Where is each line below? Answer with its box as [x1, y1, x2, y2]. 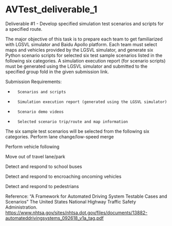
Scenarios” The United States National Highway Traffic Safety [5, 198, 136, 204]
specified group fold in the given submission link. [5, 68, 109, 75]
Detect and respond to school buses [5, 163, 82, 170]
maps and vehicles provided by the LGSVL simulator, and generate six [5, 47, 154, 53]
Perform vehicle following [5, 143, 60, 150]
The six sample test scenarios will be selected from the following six [5, 128, 150, 134]
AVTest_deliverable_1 [5, 4, 98, 15]
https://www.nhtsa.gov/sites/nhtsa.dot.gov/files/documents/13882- [5, 209, 148, 216]
